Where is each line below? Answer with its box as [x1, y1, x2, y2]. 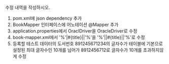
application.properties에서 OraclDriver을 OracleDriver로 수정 [12, 28, 138, 34]
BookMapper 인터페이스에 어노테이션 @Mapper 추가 [12, 22, 119, 27]
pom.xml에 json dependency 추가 [12, 15, 82, 21]
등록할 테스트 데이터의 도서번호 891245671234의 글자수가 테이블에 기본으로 [12, 41, 163, 47]
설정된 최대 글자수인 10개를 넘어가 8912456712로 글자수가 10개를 [12, 47, 142, 53]
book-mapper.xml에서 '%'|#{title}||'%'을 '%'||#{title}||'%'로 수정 [12, 35, 145, 40]
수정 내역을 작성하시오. [5, 5, 50, 10]
